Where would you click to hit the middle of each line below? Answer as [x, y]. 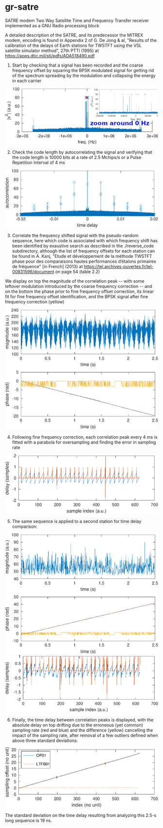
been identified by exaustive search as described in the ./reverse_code [83, 246]
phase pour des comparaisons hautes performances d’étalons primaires [84, 261]
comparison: [24, 526]
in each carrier [27, 81]
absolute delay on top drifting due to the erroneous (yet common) [77, 725]
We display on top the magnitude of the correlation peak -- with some [75, 281]
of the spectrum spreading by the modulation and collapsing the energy [84, 75]
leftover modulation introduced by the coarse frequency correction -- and [79, 286]
